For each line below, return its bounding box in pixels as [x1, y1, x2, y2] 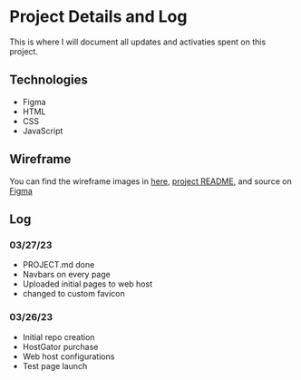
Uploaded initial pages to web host [22, 278, 152, 289]
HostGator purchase [22, 341, 99, 352]
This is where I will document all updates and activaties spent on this [9, 36, 267, 47]
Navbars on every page [22, 269, 111, 280]
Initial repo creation [22, 331, 95, 342]
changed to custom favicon [22, 288, 125, 299]
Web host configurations [22, 351, 115, 362]
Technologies [9, 73, 89, 88]
